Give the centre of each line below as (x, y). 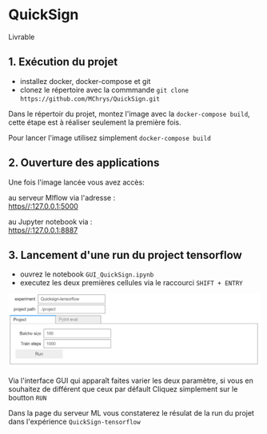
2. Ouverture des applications (84, 163)
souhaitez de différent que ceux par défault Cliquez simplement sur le (123, 388)
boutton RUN (28, 397)
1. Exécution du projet (63, 62)
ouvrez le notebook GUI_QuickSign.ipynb (87, 274)
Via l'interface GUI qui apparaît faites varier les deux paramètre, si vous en (131, 380)
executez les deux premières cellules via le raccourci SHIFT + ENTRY (131, 283)
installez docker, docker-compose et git (85, 81)
